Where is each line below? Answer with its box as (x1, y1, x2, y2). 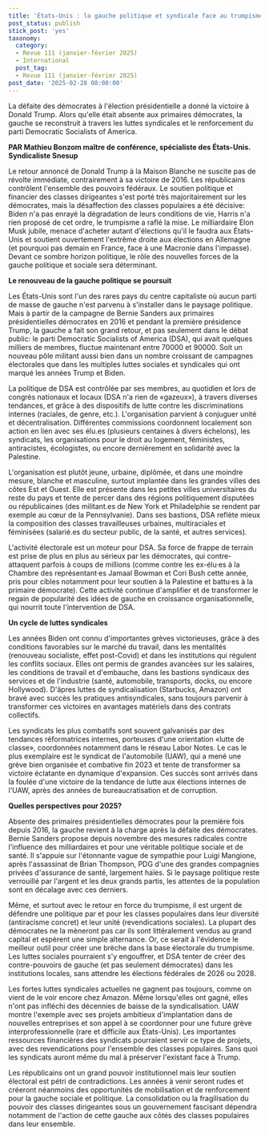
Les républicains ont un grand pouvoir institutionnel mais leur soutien (8, 1068, 236, 1077)
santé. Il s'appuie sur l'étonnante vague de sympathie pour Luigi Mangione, (8, 850, 257, 860)
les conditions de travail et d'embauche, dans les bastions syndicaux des (8, 667, 250, 677)
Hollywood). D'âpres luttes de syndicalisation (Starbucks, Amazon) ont (8, 684, 242, 694)
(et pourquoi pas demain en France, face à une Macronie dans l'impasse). (8, 242, 252, 253)
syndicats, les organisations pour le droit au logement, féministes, (8, 434, 226, 444)
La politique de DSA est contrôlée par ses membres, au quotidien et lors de (8, 383, 256, 393)
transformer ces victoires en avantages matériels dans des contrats (8, 702, 231, 711)
